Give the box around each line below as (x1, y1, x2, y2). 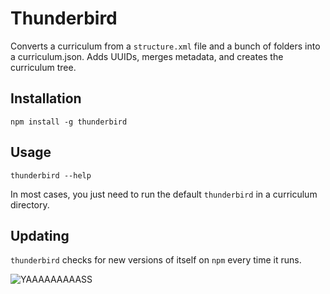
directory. (10, 198, 50, 211)
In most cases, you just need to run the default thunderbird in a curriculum (10, 188, 318, 200)
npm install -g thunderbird (10, 117, 128, 127)
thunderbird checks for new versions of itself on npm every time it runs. (10, 254, 302, 266)
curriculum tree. (10, 61, 77, 73)
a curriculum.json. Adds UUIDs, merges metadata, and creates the (10, 50, 284, 62)
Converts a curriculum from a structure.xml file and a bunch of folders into (10, 40, 321, 52)
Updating (10, 227, 70, 244)
